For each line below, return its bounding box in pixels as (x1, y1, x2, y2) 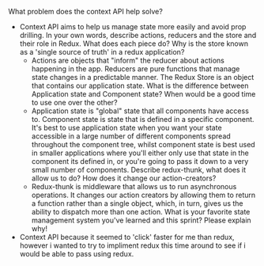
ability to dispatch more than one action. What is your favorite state (31, 207, 251, 216)
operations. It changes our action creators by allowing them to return (31, 190, 256, 199)
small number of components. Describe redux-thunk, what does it (31, 165, 247, 174)
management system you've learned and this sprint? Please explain (31, 215, 251, 225)
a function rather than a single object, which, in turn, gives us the (31, 199, 243, 208)
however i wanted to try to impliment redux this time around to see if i (19, 241, 247, 250)
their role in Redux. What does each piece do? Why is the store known (19, 39, 249, 48)
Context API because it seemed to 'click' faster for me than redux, (19, 233, 235, 241)
